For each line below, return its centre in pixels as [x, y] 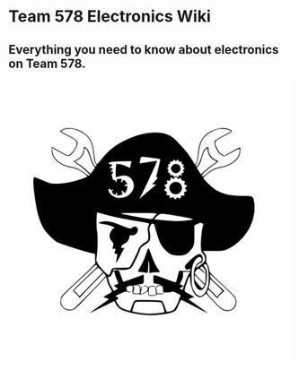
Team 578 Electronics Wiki [110, 17]
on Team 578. [47, 63]
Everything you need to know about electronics [144, 50]
